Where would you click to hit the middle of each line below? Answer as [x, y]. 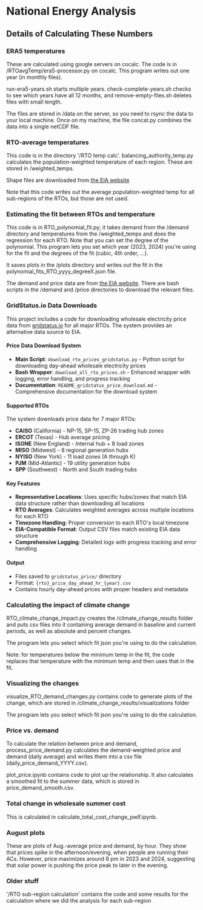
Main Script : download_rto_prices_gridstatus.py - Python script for [100, 359]
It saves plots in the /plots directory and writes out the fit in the [85, 265]
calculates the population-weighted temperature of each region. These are [99, 162]
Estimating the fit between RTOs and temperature [81, 214]
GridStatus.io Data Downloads [52, 305]
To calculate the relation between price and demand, [72, 744]
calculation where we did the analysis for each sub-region [79, 901]
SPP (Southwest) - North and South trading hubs [76, 470]
